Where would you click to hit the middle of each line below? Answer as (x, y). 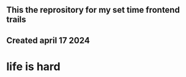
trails (16, 20)
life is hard (33, 66)
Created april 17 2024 (48, 40)
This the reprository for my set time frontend (93, 10)
